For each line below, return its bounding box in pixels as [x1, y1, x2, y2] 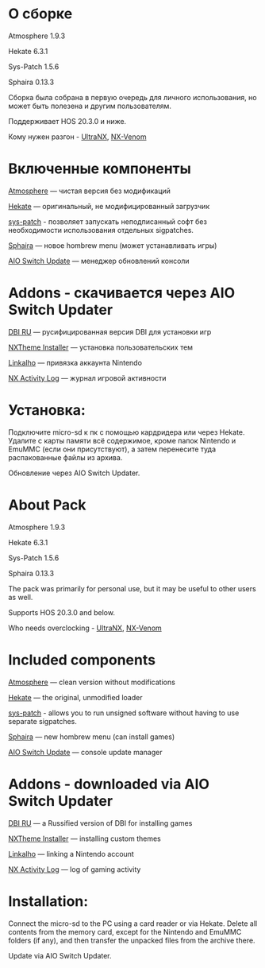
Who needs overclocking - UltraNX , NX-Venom [8, 623, 163, 633]
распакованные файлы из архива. [8, 452, 123, 462]
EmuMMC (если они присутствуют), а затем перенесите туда [8, 444, 217, 454]
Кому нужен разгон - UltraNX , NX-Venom [8, 132, 147, 141]
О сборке [8, 5, 73, 23]
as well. [8, 592, 33, 602]
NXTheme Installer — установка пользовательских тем [8, 343, 193, 352]
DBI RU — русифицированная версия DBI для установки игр [8, 327, 212, 336]
